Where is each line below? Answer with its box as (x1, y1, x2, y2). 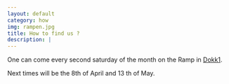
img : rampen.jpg (7, 23, 55, 30)
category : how (7, 17, 49, 24)
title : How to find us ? (7, 29, 80, 37)
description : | (7, 36, 52, 43)
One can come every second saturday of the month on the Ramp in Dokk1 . (7, 55, 223, 64)
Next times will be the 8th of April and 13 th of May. (7, 69, 155, 78)
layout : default (7, 10, 55, 17)
